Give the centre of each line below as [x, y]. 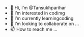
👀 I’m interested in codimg [37, 13]
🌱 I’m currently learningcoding [42, 18]
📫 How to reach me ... [34, 29]
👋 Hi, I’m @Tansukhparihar [38, 8]
